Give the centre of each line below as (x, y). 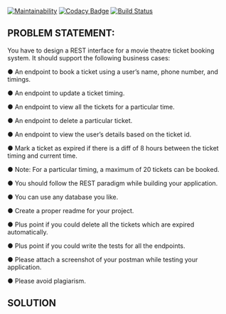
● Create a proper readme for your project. (71, 210)
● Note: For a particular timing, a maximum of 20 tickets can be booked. (113, 169)
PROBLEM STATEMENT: (61, 33)
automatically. (28, 232)
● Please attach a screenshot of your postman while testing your (103, 259)
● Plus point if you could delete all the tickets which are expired (101, 224)
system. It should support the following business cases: (89, 58)
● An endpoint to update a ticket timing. (66, 93)
